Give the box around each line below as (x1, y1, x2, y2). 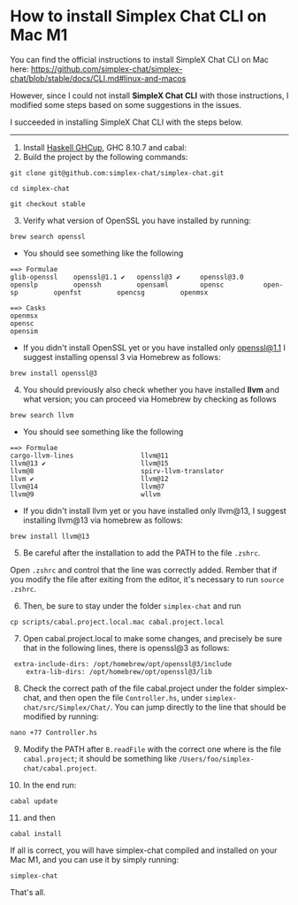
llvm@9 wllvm (10, 489, 162, 499)
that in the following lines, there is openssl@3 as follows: (22, 642, 230, 653)
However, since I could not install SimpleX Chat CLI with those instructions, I (10, 90, 289, 101)
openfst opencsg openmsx (53, 288, 209, 297)
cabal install (10, 829, 63, 838)
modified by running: (22, 710, 100, 722)
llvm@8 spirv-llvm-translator (10, 466, 225, 475)
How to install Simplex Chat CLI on (10, 6, 267, 27)
